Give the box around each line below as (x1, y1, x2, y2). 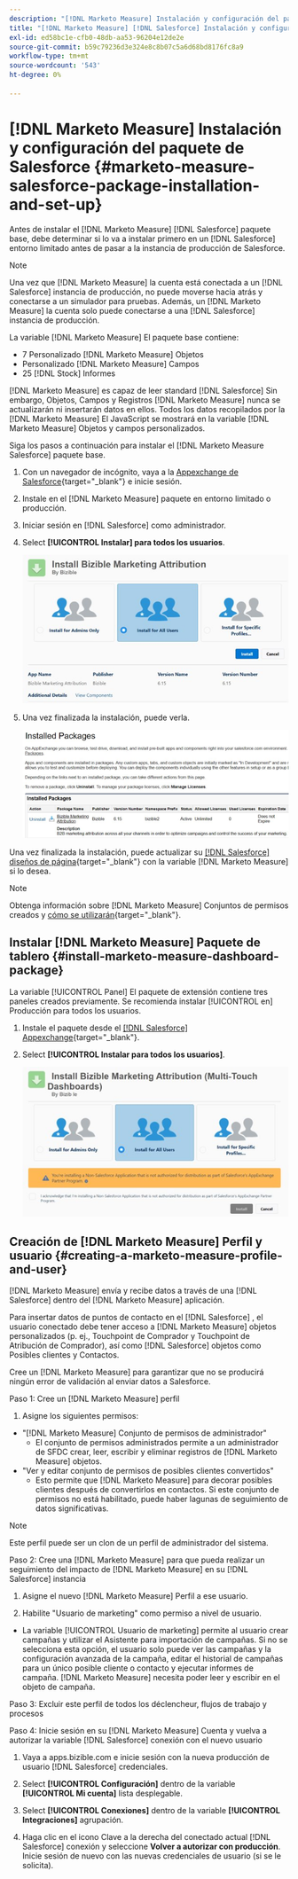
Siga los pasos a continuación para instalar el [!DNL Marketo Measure (9, 440, 264, 450)
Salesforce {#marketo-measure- (9, 156, 255, 176)
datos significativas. (35, 1503, 109, 1514)
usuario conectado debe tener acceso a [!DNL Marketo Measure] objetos (9, 1321, 277, 1332)
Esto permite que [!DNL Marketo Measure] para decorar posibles (35, 1475, 273, 1485)
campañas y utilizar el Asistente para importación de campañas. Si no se (21, 1634, 288, 1645)
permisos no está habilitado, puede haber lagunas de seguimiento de (35, 1494, 288, 1505)
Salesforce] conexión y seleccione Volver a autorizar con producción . (21, 1841, 281, 1852)
